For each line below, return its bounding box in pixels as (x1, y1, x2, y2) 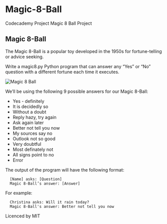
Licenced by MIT (5, 213, 40, 219)
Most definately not (12, 146, 54, 152)
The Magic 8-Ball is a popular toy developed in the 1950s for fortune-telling (5, 48, 162, 54)
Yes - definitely (12, 98, 45, 104)
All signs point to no (12, 151, 54, 157)
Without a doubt (12, 108, 47, 115)
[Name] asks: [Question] (10, 177, 62, 182)
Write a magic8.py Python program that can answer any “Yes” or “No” (5, 63, 151, 69)
